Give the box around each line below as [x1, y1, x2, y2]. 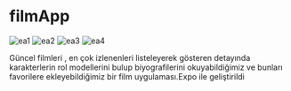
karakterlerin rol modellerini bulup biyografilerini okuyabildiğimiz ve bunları [9, 62, 283, 72]
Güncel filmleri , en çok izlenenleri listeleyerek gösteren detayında [9, 52, 251, 63]
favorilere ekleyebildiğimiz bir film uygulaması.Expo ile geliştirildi [9, 71, 245, 81]
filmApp [9, 6, 70, 27]
